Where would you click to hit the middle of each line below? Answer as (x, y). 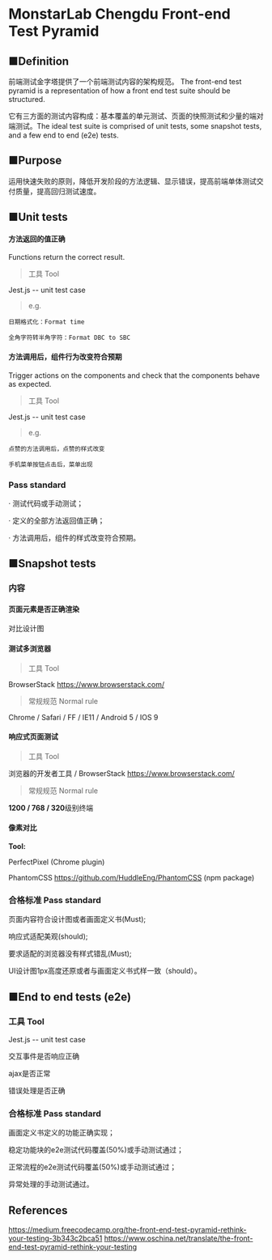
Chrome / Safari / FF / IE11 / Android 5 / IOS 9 (83, 717)
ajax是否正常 (30, 1074)
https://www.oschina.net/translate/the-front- (178, 1238)
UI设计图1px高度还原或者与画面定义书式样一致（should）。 (105, 971)
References (38, 1210)
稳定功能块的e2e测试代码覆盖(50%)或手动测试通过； (96, 1150)
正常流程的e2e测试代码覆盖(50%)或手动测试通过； (92, 1167)
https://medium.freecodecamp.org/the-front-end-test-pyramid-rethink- (127, 1230)
